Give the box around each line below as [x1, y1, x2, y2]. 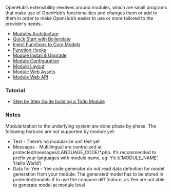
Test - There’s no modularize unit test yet [12, 138, 100, 144]
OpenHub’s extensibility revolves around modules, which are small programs [5, 5, 167, 10]
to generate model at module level [12, 182, 85, 188]
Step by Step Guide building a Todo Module [12, 98, 105, 104]
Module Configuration [12, 58, 60, 63]
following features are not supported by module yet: [5, 128, 116, 135]
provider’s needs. [5, 20, 42, 27]
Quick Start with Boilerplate [12, 36, 71, 42]
